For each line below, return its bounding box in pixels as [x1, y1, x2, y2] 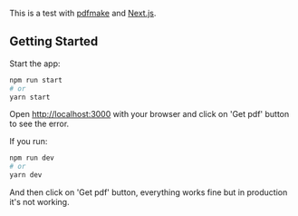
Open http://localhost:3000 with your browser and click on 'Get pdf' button [9, 109, 290, 120]
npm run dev [9, 153, 54, 162]
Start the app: [9, 58, 61, 69]
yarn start [9, 93, 51, 102]
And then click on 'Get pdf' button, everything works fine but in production [9, 187, 288, 198]
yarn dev [9, 171, 43, 180]
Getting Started [9, 34, 99, 49]
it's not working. [9, 197, 70, 208]
